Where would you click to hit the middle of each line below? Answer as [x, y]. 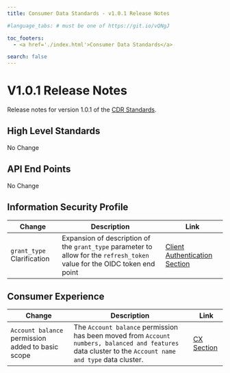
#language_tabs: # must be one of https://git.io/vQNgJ [88, 26]
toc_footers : [26, 38]
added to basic [35, 347]
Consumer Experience [56, 296]
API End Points [39, 169]
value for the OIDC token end [108, 263]
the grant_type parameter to [107, 246]
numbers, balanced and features [126, 344]
